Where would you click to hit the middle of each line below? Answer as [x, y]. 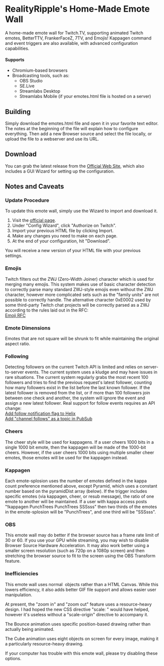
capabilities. [17, 48]
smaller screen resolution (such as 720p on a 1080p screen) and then [75, 551]
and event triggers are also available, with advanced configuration [72, 43]
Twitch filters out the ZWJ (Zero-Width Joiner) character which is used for [80, 279]
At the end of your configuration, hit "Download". [61, 241]
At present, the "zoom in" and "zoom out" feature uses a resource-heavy [79, 604]
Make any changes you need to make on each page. [65, 236]
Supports [15, 59]
